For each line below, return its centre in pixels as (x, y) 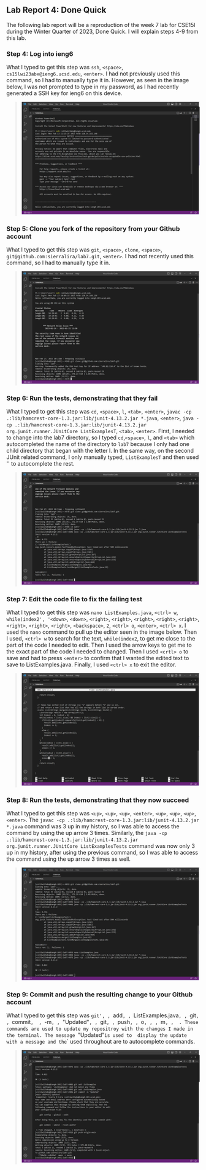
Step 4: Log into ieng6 (40, 53)
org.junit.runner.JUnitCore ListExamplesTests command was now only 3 (101, 845)
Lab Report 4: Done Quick (56, 10)
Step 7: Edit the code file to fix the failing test (74, 599)
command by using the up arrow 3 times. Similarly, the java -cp (87, 833)
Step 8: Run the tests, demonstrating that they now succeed (98, 800)
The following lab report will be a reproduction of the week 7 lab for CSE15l (101, 25)
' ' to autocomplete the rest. (40, 464)
